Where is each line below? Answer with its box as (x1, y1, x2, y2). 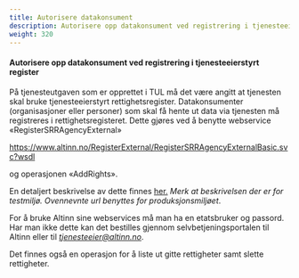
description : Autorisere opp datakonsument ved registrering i (9, 21, 249, 30)
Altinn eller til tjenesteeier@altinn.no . (9, 231, 144, 241)
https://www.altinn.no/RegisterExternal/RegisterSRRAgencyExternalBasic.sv (9, 142, 288, 152)
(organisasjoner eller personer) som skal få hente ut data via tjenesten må (9, 105, 280, 116)
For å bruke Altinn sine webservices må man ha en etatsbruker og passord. (9, 212, 285, 223)
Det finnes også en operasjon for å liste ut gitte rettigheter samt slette (9, 249, 264, 259)
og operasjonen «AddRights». (9, 168, 118, 179)
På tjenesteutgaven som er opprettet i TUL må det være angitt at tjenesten (9, 86, 282, 97)
